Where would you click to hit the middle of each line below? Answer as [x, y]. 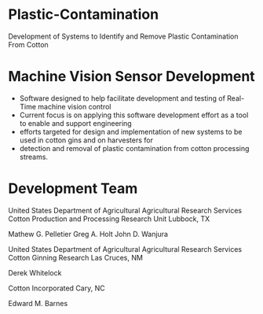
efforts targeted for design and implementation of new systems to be [131, 131]
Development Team [73, 188]
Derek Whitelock [35, 272]
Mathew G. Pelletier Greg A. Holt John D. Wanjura [88, 234]
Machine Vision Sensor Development [131, 77]
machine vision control [75, 106]
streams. [34, 157]
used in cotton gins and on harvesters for [86, 140]
